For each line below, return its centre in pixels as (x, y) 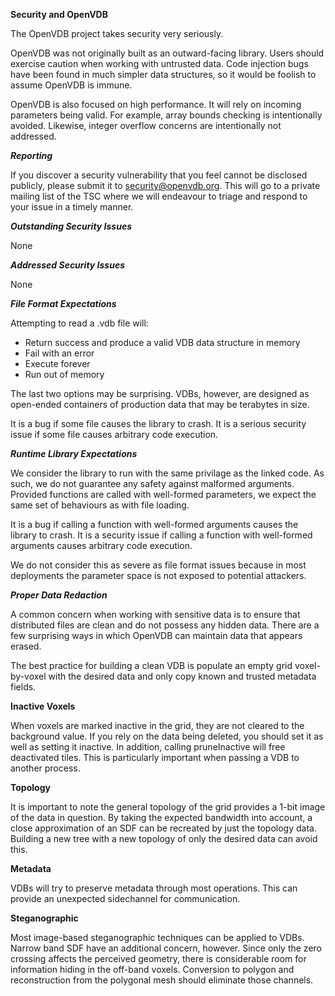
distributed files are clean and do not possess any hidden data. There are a (165, 625)
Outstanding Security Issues (71, 226)
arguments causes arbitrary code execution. (101, 545)
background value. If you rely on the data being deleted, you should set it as (167, 736)
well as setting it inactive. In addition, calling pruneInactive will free (148, 747)
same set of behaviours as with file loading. (100, 505)
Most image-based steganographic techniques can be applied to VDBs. (157, 937)
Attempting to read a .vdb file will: (79, 323)
